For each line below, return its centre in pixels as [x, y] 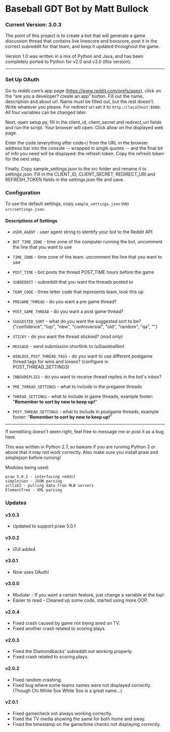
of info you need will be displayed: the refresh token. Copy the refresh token [85, 153]
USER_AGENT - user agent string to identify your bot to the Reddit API [82, 232]
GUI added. [25, 549]
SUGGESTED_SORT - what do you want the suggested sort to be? [77, 321]
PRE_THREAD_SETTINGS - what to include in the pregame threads [77, 387]
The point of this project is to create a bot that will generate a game [75, 36]
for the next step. [23, 159]
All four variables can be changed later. [46, 112]
